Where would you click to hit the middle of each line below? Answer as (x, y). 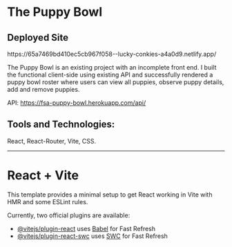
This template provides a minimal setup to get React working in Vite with (110, 195)
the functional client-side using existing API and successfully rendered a (110, 75)
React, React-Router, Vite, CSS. (52, 141)
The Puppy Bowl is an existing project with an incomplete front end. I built (112, 67)
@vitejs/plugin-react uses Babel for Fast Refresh (86, 228)
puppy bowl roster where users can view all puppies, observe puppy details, (116, 82)
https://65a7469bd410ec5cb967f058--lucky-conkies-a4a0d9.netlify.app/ (112, 54)
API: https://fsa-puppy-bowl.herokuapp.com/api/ (77, 103)
